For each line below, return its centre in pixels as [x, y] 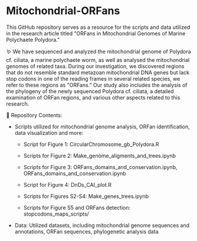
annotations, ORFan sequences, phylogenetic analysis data [86, 232]
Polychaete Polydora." [33, 39]
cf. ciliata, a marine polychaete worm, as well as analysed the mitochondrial [98, 60]
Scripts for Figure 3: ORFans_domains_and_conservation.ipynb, [100, 167]
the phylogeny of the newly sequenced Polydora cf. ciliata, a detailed [90, 91]
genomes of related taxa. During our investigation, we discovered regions [95, 66]
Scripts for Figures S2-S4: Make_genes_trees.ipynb [86, 196]
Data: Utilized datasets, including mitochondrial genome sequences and [102, 225]
